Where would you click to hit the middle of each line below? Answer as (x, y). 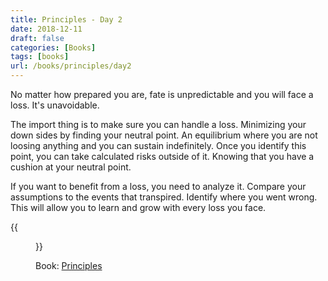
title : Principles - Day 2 (66, 19)
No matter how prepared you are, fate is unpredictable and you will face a (162, 94)
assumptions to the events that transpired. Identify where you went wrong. (164, 197)
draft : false (37, 38)
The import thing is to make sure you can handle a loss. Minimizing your (158, 124)
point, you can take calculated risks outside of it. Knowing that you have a (162, 156)
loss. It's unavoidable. (55, 105)
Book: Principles (69, 265)
